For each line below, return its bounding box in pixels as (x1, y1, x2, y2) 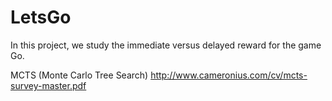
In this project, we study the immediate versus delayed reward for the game (10, 39, 322, 51)
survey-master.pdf (10, 79, 87, 91)
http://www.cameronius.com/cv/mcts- (150, 69, 308, 81)
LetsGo (10, 6, 72, 29)
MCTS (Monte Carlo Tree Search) (10, 69, 149, 81)
